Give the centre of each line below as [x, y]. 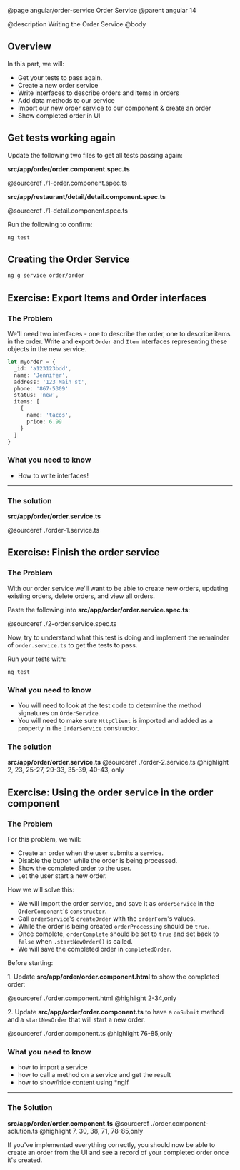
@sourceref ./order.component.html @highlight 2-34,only [92, 998]
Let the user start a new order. [62, 876]
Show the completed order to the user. [74, 868]
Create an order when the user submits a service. [91, 853]
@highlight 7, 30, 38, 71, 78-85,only [91, 1131]
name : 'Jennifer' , [41, 375]
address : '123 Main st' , [51, 382]
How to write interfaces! [53, 475]
